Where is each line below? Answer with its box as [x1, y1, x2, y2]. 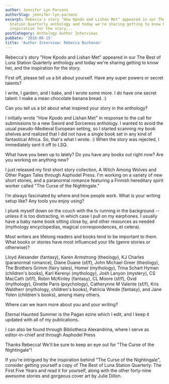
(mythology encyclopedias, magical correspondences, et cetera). [5, 223, 141, 230]
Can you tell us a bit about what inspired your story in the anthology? [5, 105, 148, 111]
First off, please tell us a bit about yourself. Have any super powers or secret [5, 74, 163, 81]
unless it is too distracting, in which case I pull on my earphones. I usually [5, 213, 157, 219]
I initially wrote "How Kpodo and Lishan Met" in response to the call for [5, 115, 152, 121]
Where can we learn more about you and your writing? [5, 301, 118, 307]
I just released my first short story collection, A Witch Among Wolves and [5, 166, 157, 172]
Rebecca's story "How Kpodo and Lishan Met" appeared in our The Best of [5, 54, 161, 60]
